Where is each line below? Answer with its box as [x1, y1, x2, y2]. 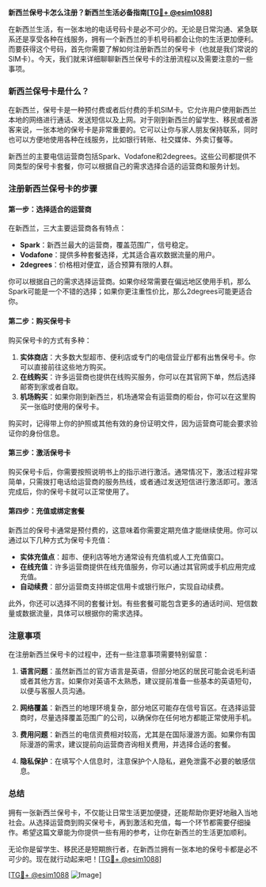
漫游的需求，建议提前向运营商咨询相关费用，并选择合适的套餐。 [26, 740, 235, 749]
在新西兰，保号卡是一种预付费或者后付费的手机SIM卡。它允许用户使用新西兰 [8, 105, 257, 115]
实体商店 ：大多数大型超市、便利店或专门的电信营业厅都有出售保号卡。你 [19, 352, 256, 362]
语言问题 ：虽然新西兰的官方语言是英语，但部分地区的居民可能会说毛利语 [19, 666, 256, 676]
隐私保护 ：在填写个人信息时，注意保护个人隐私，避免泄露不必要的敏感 [19, 756, 249, 766]
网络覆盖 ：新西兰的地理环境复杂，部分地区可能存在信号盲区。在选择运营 [19, 703, 256, 713]
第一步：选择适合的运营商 [8, 204, 92, 214]
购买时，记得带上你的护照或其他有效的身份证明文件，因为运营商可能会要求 [8, 419, 251, 428]
